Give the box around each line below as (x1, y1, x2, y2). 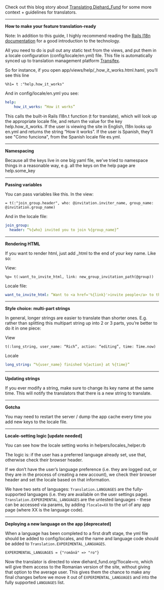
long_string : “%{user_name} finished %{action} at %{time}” (5, 362, 130, 367)
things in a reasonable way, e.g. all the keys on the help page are (5, 162, 136, 168)
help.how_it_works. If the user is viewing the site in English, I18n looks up (5, 123, 152, 129)
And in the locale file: (5, 213, 48, 219)
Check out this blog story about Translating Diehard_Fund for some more (5, 4, 152, 10)
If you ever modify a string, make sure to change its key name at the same (5, 385, 154, 391)
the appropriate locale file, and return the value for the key (5, 118, 123, 124)
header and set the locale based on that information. (5, 477, 111, 483)
